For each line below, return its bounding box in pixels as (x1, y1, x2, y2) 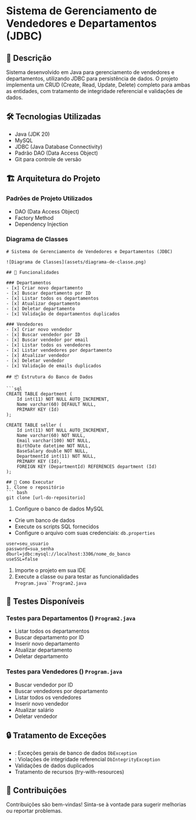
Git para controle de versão (14, 155, 81, 162)
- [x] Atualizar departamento (6, 301, 81, 307)
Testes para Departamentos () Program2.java (6, 614, 136, 623)
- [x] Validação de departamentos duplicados (6, 311, 120, 317)
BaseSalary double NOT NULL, (17, 448, 89, 454)
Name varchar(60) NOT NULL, (17, 432, 86, 438)
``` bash (6, 489, 28, 496)
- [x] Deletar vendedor (6, 358, 65, 363)
